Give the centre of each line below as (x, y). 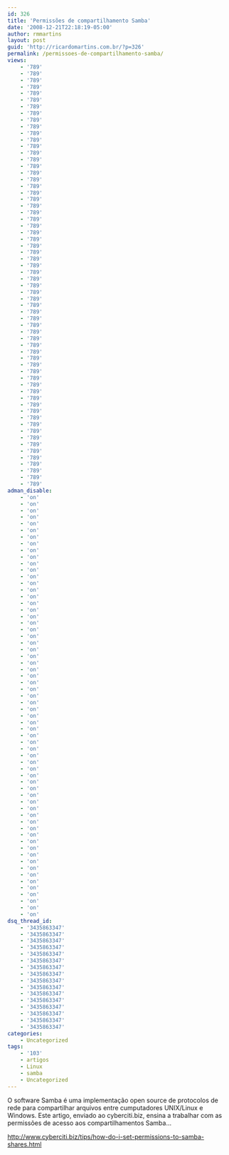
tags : (15, 1047)
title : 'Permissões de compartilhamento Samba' (79, 21)
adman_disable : (30, 491)
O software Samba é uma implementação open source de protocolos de (113, 1100)
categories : (25, 1033)
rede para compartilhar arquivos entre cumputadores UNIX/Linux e (105, 1107)
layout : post (27, 41)
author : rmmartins (34, 34)
